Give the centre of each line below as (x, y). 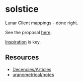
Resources (22, 58)
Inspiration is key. (23, 42)
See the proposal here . (29, 32)
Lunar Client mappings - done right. (42, 23)
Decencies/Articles (32, 69)
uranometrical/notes (33, 75)
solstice (22, 9)
